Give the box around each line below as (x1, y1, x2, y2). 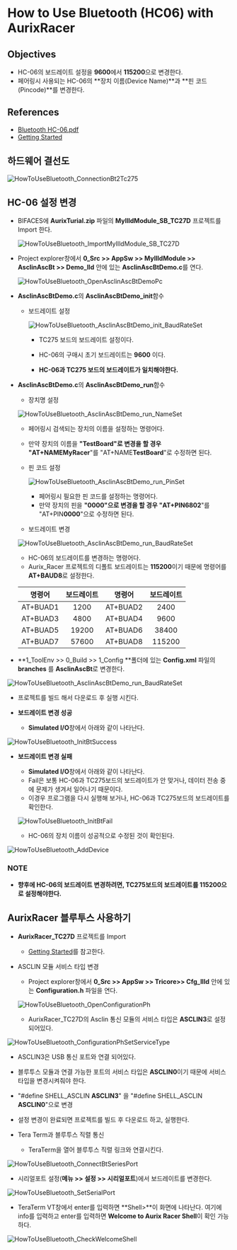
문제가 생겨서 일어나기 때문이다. (35, 785, 123, 793)
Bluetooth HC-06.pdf (17, 125, 79, 134)
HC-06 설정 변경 (7, 197, 77, 209)
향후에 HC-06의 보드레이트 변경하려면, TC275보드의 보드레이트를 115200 (17, 880, 221, 889)
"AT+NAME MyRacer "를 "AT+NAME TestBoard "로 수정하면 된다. (28, 448, 212, 457)
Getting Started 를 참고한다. (28, 947, 105, 956)
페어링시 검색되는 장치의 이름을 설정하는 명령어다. (28, 425, 165, 433)
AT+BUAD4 (105, 614, 143, 624)
